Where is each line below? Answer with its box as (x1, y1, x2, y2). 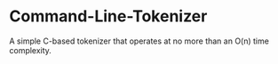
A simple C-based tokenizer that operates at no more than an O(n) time (9, 36, 269, 46)
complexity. (9, 44, 52, 55)
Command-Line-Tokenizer (9, 6, 208, 27)
